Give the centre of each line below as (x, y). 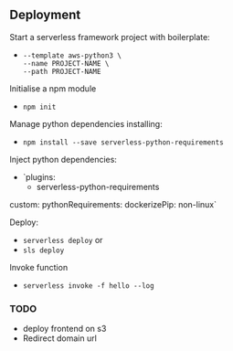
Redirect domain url (60, 338)
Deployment (45, 15)
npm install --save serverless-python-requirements (123, 142)
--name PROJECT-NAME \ (66, 63)
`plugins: (39, 176)
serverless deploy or (63, 239)
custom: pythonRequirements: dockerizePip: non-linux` (113, 204)
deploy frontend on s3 (64, 329)
